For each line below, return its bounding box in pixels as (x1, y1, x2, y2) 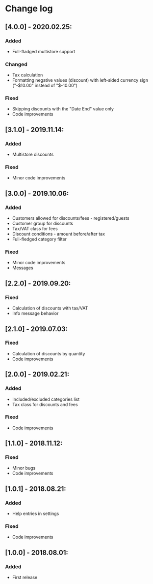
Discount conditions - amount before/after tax (12, 231, 105, 237)
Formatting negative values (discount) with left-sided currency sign (12, 77, 149, 83)
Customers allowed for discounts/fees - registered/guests (12, 215, 129, 221)
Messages (12, 265, 33, 271)
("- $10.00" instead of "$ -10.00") (12, 82, 77, 89)
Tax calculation (12, 72, 43, 78)
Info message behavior (12, 310, 59, 316)
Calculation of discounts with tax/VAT (12, 305, 88, 311)
